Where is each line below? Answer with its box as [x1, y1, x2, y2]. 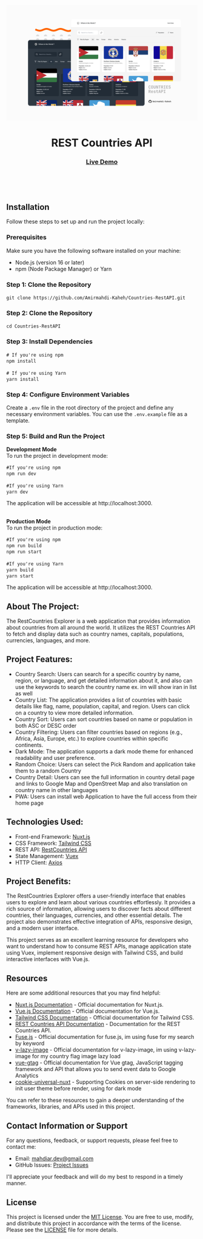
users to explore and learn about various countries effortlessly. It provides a [6, 899, 196, 906]
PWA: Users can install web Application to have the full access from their [15, 793, 198, 800]
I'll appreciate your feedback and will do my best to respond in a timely [6, 1173, 183, 1181]
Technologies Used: [6, 817, 84, 827]
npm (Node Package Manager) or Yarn [15, 265, 112, 272]
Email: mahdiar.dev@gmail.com [15, 1155, 94, 1163]
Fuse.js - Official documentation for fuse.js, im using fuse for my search [15, 1033, 195, 1041]
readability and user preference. [15, 754, 96, 761]
